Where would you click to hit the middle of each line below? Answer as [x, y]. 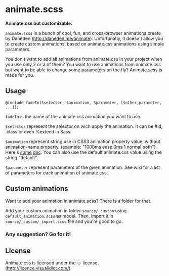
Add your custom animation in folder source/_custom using [66, 210]
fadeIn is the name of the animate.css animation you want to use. [73, 116]
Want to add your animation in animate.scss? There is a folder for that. [78, 201]
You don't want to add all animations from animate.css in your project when [84, 59]
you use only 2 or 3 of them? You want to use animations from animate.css [83, 64]
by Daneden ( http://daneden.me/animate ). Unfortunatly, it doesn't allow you [84, 38]
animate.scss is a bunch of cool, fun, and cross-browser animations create [83, 33]
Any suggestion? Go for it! [38, 235]
